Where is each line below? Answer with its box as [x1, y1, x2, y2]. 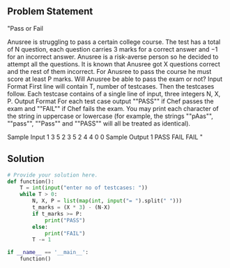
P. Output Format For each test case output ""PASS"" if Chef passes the [7, 97, 214, 105]
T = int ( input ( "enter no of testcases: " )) [20, 184, 148, 191]
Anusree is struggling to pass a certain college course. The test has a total [7, 38, 221, 46]
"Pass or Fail [7, 24, 44, 32]
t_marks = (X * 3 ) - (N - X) [32, 204, 111, 211]
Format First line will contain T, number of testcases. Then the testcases [7, 82, 215, 90]
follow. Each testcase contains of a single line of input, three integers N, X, [7, 89, 221, 98]
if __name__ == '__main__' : [7, 249, 89, 256]
